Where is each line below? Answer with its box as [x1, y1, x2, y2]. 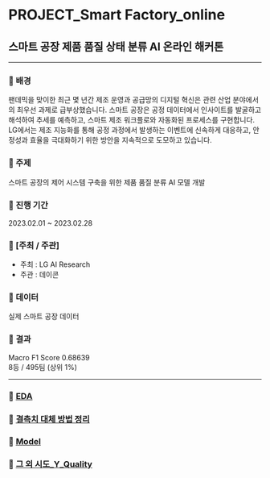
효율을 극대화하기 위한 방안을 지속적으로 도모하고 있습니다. [29, 135, 213, 145]
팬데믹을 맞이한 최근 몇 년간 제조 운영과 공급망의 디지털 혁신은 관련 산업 [8, 95, 231, 105]
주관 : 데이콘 [19, 270, 59, 280]
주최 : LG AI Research [19, 260, 91, 269]
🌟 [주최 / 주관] [8, 239, 60, 251]
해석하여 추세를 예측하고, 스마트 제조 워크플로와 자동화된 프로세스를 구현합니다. [8, 115, 256, 125]
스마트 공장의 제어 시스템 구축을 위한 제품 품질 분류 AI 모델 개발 [8, 177, 206, 187]
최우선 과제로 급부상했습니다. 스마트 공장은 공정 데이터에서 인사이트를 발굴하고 [16, 105, 262, 114]
